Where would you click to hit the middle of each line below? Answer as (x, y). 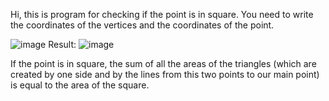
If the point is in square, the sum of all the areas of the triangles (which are (163, 63)
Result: (62, 44)
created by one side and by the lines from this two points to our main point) (165, 74)
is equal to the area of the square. (80, 85)
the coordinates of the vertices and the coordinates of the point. (142, 25)
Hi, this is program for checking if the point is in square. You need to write (162, 14)
